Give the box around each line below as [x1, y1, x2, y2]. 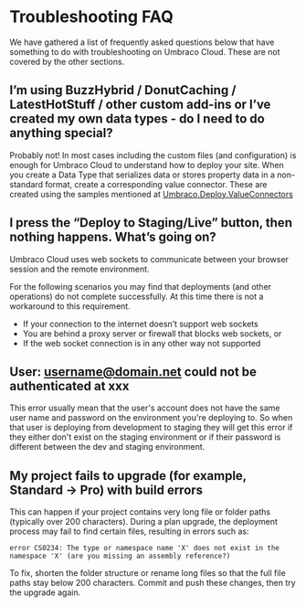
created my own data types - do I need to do [9, 112, 265, 127]
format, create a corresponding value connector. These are [45, 178, 268, 189]
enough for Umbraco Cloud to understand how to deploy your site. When [9, 159, 285, 170]
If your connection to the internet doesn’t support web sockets [22, 318, 259, 329]
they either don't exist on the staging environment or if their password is [9, 431, 281, 442]
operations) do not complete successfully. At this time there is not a [9, 291, 264, 302]
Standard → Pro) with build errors [9, 482, 204, 497]
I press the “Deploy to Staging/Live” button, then [9, 215, 292, 230]
